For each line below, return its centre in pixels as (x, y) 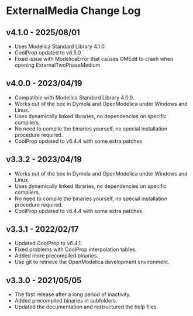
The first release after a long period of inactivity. (73, 294)
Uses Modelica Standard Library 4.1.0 (60, 46)
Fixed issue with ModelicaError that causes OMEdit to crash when (94, 59)
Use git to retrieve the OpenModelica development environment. (92, 262)
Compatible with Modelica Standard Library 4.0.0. (74, 97)
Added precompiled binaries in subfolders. (66, 301)
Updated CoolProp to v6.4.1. (48, 243)
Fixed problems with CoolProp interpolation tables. (75, 249)
